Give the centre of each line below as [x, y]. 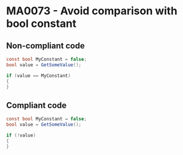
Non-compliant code [45, 46]
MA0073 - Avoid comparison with [92, 11]
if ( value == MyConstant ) [38, 76]
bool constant [41, 24]
